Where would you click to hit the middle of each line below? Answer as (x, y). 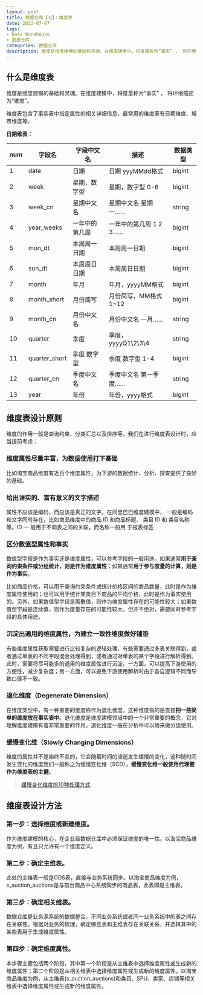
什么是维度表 (30, 77)
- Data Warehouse (28, 34)
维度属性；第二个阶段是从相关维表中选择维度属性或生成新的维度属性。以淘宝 (101, 971)
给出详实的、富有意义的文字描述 (53, 498)
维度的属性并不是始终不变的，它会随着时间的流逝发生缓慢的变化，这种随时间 (101, 757)
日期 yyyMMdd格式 (136, 171)
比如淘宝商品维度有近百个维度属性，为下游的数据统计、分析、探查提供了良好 (101, 473)
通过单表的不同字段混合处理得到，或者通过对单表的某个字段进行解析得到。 (104, 656)
